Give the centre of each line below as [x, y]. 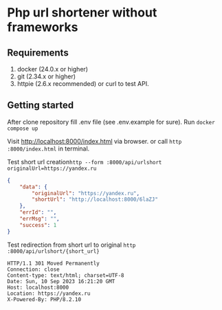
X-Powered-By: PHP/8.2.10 [44, 299]
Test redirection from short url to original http [71, 245]
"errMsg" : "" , [40, 219]
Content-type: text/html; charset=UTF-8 [66, 275]
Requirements [38, 53]
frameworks [43, 27]
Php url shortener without [82, 13]
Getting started [41, 106]
